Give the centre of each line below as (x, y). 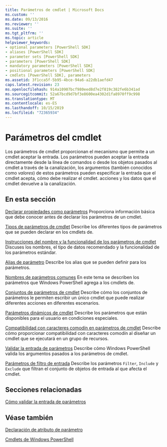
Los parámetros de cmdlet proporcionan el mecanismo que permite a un (80, 151)
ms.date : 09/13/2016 (27, 19)
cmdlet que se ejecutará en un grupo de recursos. (57, 338)
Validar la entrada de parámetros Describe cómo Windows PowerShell (78, 348)
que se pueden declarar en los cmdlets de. (49, 232)
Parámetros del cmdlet (53, 138)
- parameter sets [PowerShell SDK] (42, 57)
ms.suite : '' (19, 29)
